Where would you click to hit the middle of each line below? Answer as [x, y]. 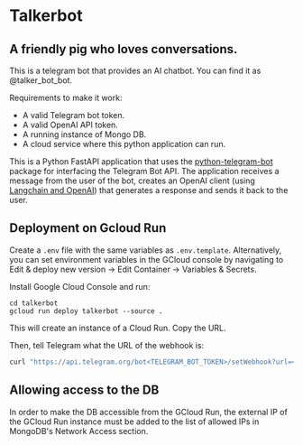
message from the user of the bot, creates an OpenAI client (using [132, 181]
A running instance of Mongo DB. [84, 134]
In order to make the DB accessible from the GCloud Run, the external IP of [149, 412]
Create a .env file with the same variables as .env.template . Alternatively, [146, 250]
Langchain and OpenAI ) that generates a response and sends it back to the [149, 190]
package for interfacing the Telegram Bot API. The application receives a [144, 171]
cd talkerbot [34, 303]
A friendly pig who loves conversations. [124, 49]
